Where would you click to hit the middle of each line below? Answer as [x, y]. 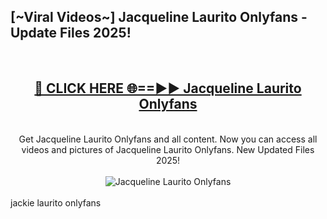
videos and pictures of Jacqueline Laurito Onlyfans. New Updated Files [168, 149]
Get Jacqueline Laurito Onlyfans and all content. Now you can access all [168, 139]
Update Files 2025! [71, 33]
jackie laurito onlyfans [56, 202]
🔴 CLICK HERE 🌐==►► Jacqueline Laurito [168, 88]
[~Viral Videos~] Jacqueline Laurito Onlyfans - [159, 17]
